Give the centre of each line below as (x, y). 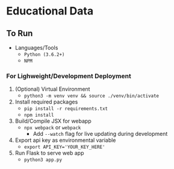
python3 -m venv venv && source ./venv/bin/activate (92, 96)
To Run (20, 33)
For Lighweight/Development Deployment (69, 76)
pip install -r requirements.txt (66, 109)
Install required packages (46, 102)
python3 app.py (43, 160)
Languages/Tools (36, 48)
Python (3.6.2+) (44, 55)
